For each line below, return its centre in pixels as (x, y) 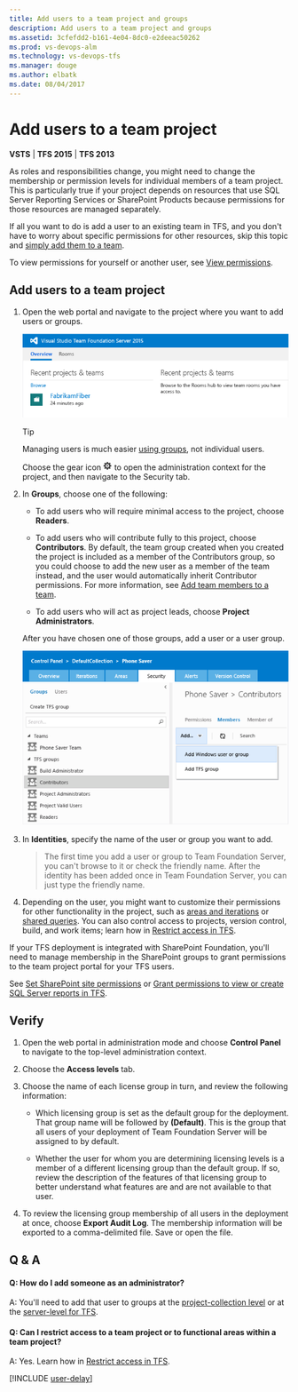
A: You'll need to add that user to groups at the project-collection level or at (147, 1302)
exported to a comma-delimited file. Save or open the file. (127, 1232)
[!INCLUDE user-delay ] (51, 1379)
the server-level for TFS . (54, 1312)
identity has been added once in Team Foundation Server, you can (165, 875)
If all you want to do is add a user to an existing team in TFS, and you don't (145, 226)
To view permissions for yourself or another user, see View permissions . (141, 262)
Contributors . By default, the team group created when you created (160, 547)
